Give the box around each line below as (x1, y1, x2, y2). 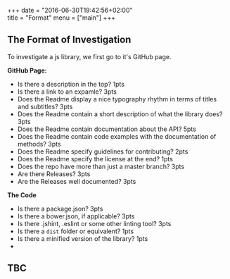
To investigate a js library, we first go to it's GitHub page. (7, 52, 172, 61)
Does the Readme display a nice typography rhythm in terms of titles (17, 94, 217, 103)
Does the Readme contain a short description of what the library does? (17, 109, 223, 118)
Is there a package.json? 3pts (17, 204, 103, 213)
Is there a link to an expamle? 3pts (17, 87, 117, 96)
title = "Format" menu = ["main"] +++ (7, 13, 116, 22)
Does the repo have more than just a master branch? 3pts (17, 162, 185, 170)
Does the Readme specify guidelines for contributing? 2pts (17, 147, 189, 156)
